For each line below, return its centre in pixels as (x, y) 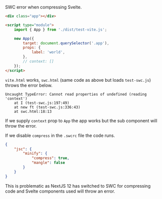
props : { (32, 48)
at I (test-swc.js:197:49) (42, 103)
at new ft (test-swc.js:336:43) (47, 107)
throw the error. (21, 126)
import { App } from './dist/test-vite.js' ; (61, 30)
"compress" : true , (50, 158)
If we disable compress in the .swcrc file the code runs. (60, 135)
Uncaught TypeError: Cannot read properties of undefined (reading (76, 94)
